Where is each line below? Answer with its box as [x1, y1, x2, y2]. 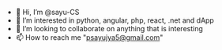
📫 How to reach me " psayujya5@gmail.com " [15, 33, 164, 42]
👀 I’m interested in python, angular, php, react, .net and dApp [15, 16, 215, 25]
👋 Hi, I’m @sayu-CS [15, 8, 80, 16]
